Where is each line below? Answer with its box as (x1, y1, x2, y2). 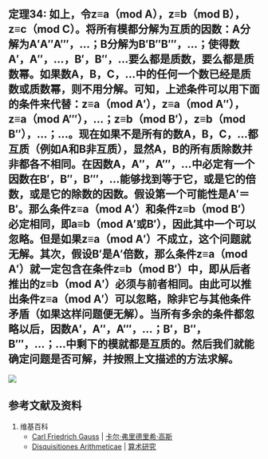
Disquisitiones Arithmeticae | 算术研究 (31, 441, 157, 451)
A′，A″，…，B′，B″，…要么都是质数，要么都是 (8, 53, 244, 66)
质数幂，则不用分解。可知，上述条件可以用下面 (29, 82, 260, 96)
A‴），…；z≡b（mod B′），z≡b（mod (61, 113, 246, 126)
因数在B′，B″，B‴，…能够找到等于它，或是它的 (8, 173, 246, 186)
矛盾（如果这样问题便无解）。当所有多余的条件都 (8, 307, 245, 321)
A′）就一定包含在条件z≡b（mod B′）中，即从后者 (8, 262, 251, 276)
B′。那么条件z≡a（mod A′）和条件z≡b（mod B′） (8, 202, 252, 216)
